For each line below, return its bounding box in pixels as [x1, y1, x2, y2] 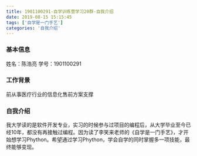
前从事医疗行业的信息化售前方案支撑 [6, 91, 94, 98]
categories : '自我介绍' [6, 25, 60, 31]
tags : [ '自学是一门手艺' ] [6, 19, 63, 25]
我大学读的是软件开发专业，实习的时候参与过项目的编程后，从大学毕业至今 [6, 121, 186, 128]
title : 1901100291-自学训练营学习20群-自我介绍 [6, 8, 114, 15]
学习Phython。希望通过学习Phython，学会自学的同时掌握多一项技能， [16, 136, 185, 143]
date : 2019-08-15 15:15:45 [6, 14, 72, 20]
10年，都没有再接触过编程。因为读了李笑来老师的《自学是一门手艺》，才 [11, 129, 184, 136]
